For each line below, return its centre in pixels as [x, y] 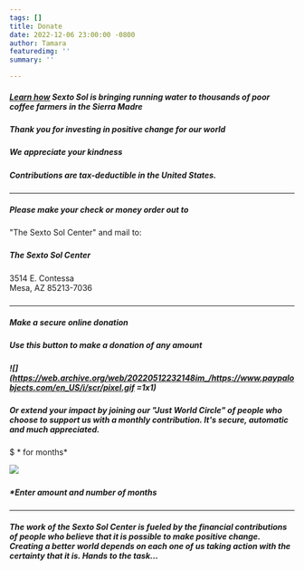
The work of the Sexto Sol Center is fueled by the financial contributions [148, 527]
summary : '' [32, 60]
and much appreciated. [55, 429]
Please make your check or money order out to [99, 209]
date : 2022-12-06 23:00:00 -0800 [72, 34]
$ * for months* [38, 452]
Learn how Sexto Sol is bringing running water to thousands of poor [140, 97]
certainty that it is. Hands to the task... [84, 556]
